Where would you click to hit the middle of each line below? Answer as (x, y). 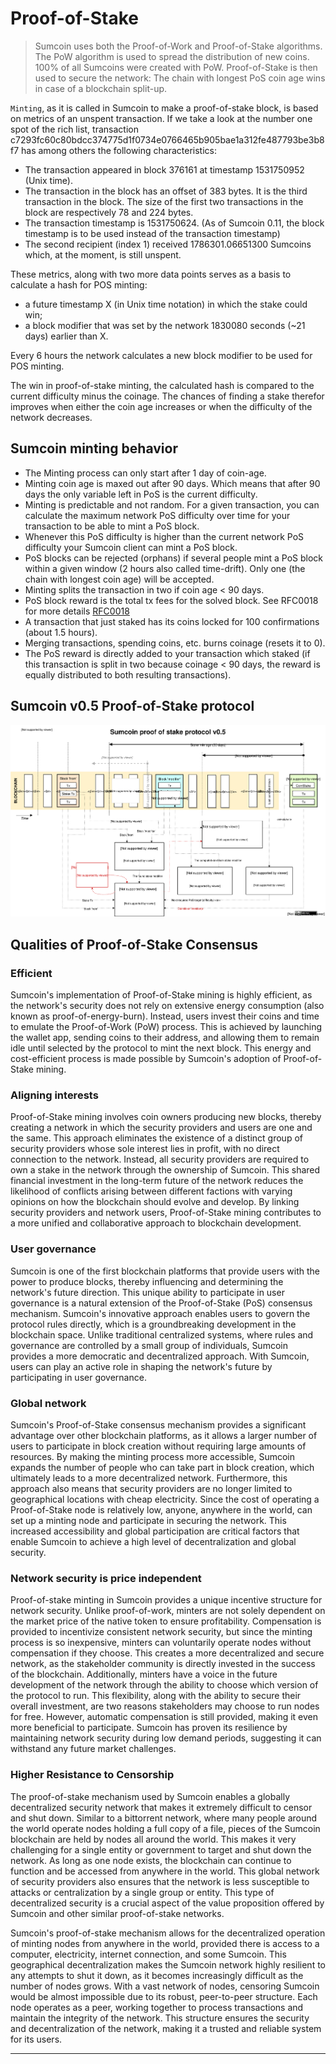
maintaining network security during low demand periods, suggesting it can (166, 1738)
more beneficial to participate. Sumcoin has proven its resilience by (149, 1728)
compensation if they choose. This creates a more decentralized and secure (167, 1653)
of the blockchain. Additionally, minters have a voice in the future (144, 1674)
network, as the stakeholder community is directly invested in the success (163, 1664)
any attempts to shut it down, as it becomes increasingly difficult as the (157, 1975)
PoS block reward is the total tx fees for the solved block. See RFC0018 (171, 600)
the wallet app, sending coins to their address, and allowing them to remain (165, 1038)
